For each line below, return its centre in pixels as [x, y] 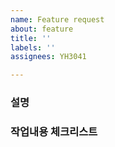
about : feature [42, 29]
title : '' [31, 38]
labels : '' [33, 47]
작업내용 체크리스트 [54, 131]
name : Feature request [57, 19]
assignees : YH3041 [48, 57]
